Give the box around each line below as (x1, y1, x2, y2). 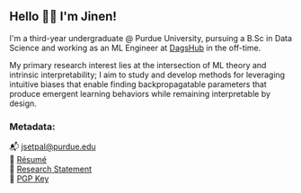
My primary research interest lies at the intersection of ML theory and (9, 59, 267, 70)
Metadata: (9, 120, 56, 133)
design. (9, 98, 38, 109)
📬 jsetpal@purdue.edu (9, 141, 96, 153)
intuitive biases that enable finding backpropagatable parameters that (9, 78, 267, 90)
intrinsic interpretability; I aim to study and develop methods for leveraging (9, 69, 286, 80)
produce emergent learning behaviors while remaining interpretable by (9, 88, 271, 99)
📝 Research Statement (9, 163, 93, 175)
